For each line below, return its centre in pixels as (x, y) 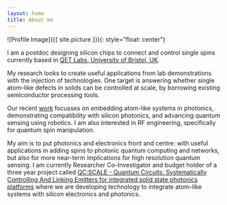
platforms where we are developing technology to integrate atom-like (105, 187)
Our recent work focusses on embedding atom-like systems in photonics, (110, 108)
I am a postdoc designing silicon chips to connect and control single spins (111, 53)
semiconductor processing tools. (53, 95)
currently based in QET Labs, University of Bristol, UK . (83, 59)
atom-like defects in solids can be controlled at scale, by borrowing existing (113, 87)
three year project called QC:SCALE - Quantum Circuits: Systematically (107, 172)
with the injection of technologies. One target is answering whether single (111, 80)
